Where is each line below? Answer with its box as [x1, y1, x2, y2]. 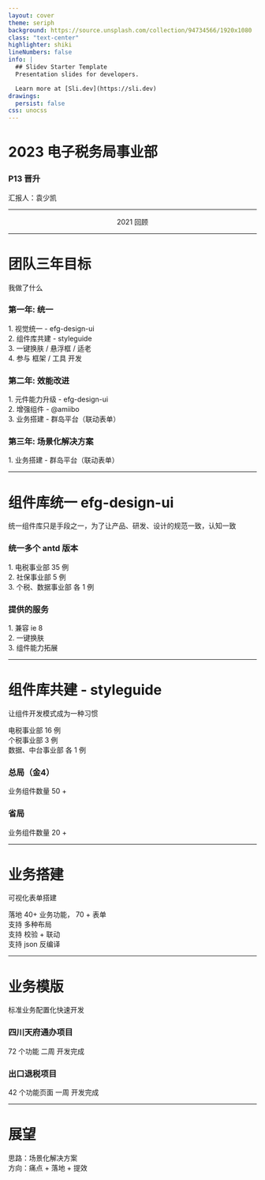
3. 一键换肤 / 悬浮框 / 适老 [8, 343, 92, 352]
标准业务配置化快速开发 [8, 1005, 84, 1015]
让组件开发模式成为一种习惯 [8, 708, 99, 718]
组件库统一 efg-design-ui [8, 493, 174, 511]
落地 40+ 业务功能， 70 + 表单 [8, 910, 106, 919]
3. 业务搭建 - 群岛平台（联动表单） [8, 414, 121, 424]
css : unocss [8, 107, 47, 115]
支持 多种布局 [8, 920, 52, 929]
